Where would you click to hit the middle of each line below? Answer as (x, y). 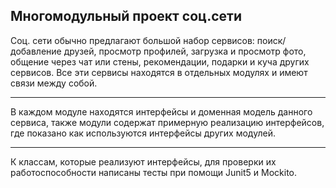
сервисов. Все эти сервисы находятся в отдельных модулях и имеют (159, 72)
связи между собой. (54, 83)
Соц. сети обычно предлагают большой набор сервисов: (132, 40)
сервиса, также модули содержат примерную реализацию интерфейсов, (167, 122)
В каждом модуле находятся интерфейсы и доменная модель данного (161, 111)
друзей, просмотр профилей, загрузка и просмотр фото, (185, 51)
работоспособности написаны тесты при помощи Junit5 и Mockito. (154, 172)
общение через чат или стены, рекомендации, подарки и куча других (160, 61)
